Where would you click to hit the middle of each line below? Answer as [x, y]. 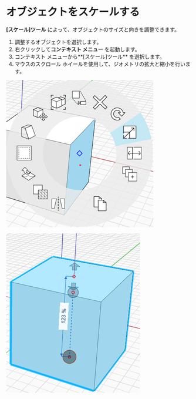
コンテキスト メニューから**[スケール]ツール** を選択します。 [90, 56]
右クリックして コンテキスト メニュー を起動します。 [77, 49]
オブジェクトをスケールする [73, 12]
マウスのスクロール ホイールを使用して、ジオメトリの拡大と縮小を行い [100, 64]
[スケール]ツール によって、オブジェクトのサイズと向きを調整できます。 [93, 29]
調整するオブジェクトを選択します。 [58, 42]
